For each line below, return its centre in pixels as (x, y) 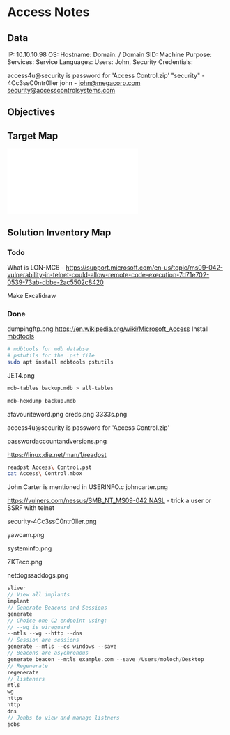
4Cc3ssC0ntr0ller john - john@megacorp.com (74, 83)
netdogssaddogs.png (38, 575)
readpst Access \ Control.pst (49, 467)
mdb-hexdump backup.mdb (42, 401)
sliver (17, 588)
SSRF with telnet (31, 508)
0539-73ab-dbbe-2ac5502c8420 (56, 282)
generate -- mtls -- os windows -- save (62, 647)
